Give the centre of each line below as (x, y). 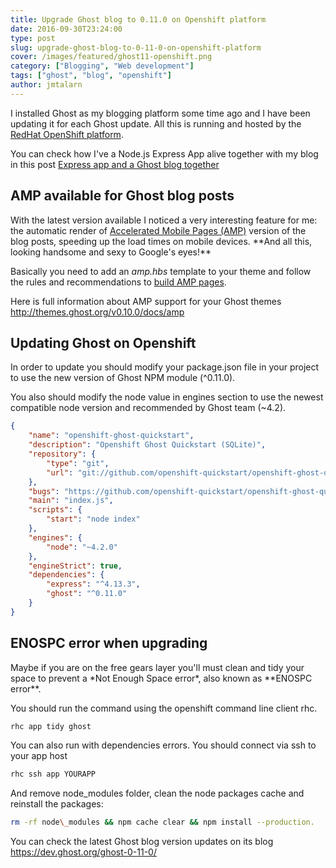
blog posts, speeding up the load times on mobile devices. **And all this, (161, 241)
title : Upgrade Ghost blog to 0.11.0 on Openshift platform (138, 19)
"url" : (60, 472)
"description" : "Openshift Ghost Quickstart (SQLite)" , (147, 445)
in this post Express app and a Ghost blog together (115, 164)
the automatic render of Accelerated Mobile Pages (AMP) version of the (158, 230)
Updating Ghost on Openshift (103, 342)
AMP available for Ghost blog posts (122, 196)
